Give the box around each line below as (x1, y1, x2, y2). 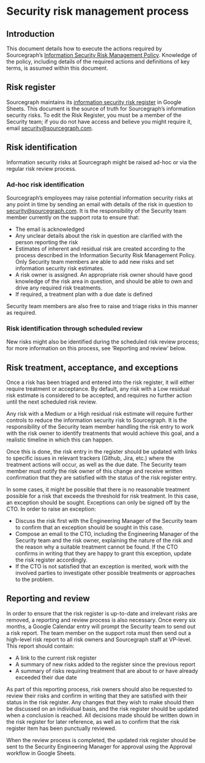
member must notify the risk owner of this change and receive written (6, 467, 182, 475)
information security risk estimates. (15, 265, 105, 272)
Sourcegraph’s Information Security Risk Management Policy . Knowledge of (6, 51, 198, 59)
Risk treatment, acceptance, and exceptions (6, 363, 179, 373)
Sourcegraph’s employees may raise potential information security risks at (6, 194, 193, 201)
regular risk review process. (6, 165, 76, 172)
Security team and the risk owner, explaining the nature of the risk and (15, 537, 193, 544)
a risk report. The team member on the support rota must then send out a (6, 629, 192, 636)
